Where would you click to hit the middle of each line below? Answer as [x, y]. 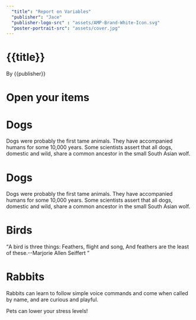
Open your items [48, 98]
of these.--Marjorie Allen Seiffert [46, 253]
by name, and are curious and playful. [52, 300]
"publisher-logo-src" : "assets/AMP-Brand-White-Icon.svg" [86, 22]
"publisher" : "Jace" [37, 17]
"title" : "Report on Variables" [52, 12]
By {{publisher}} [26, 74]
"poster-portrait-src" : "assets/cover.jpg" [66, 28]
